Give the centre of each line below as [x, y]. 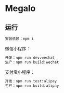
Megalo [20, 8]
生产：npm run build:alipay [32, 86]
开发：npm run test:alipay [31, 81]
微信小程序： [18, 48]
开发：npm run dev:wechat [30, 58]
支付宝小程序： [20, 72]
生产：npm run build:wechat [32, 62]
